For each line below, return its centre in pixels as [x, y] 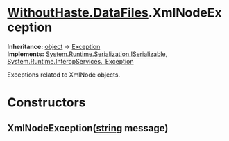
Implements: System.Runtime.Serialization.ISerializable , [87, 54]
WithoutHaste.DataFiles [78, 13]
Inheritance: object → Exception [54, 46]
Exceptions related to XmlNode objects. [63, 75]
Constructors [46, 103]
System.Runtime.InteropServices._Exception [70, 61]
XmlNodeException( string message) [88, 128]
